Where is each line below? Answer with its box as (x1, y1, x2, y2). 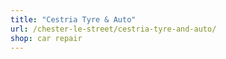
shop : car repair (10, 33, 83, 43)
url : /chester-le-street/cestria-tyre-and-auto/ (10, 24, 217, 34)
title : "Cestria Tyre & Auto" (10, 14, 137, 25)
